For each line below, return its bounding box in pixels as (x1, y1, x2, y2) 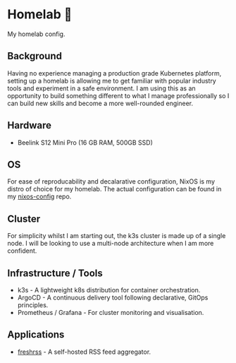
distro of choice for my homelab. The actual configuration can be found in (7, 185, 222, 194)
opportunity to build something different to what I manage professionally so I (7, 91, 230, 100)
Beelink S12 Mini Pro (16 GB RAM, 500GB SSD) (17, 138, 153, 147)
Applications (7, 328, 65, 341)
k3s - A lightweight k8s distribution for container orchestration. (17, 286, 201, 294)
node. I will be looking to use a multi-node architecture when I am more (7, 239, 214, 248)
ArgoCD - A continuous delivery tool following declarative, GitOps (17, 293, 209, 302)
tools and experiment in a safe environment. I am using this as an (7, 84, 196, 93)
